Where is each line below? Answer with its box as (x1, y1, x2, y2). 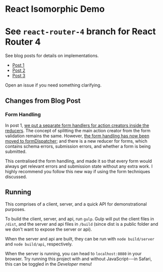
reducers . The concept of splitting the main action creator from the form (5, 127, 151, 133)
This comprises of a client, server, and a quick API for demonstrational (5, 201, 147, 207)
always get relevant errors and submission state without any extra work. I (5, 163, 153, 169)
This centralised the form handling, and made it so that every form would (5, 158, 152, 164)
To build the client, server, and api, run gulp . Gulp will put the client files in (5, 215, 154, 222)
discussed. (5, 174, 27, 180)
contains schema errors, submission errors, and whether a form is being (5, 143, 151, 149)
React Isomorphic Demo (5, 3, 105, 15)
